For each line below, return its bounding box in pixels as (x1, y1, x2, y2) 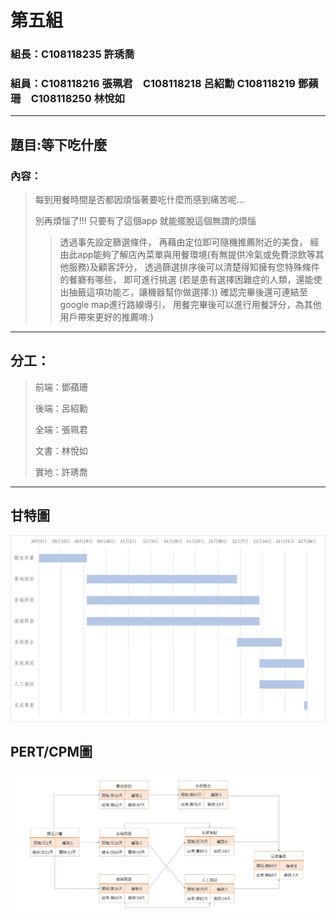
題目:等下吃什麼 (10, 136, 108, 153)
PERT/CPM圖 (10, 744, 93, 761)
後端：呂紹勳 (34, 402, 88, 414)
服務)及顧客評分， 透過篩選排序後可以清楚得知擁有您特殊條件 (68, 261, 320, 273)
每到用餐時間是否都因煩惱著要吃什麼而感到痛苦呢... (34, 194, 245, 206)
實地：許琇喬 (34, 466, 88, 478)
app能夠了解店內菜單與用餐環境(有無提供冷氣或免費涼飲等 (77, 249, 316, 261)
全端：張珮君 (34, 423, 88, 435)
